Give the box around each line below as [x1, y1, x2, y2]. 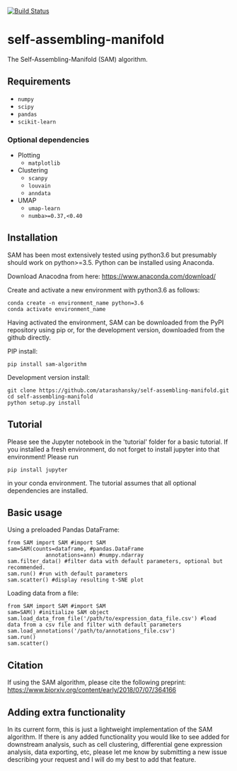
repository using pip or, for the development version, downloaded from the [7, 325, 225, 334]
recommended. [7, 564, 46, 572]
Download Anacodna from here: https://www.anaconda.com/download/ [7, 272, 216, 280]
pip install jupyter [7, 466, 69, 474]
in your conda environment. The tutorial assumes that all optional [7, 479, 197, 487]
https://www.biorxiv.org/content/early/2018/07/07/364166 [7, 686, 177, 694]
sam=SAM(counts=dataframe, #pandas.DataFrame [7, 545, 144, 553]
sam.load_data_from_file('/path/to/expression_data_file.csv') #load [7, 615, 217, 623]
